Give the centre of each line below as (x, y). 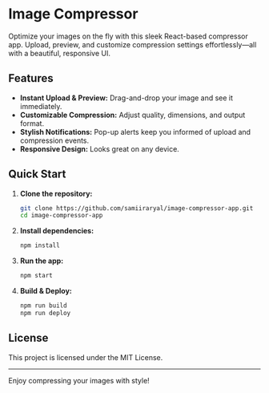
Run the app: (42, 261)
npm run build (43, 306)
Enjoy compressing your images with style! (79, 380)
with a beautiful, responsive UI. (59, 53)
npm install (40, 245)
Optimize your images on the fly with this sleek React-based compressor (128, 36)
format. (32, 123)
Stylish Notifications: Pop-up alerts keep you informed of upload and (135, 132)
